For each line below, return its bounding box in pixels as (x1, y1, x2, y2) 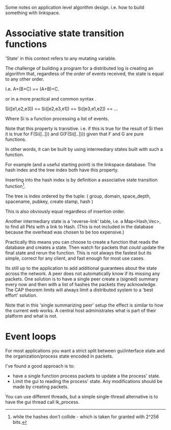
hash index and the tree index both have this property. (5, 167, 119, 173)
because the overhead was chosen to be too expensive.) (5, 229, 125, 235)
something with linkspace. (5, 10, 60, 16)
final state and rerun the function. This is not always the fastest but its (5, 249, 152, 256)
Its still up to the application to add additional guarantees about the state (5, 265, 157, 271)
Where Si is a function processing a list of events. (5, 115, 109, 121)
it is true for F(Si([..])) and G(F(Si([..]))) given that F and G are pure (5, 131, 144, 137)
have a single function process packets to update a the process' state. (12, 372, 160, 379)
